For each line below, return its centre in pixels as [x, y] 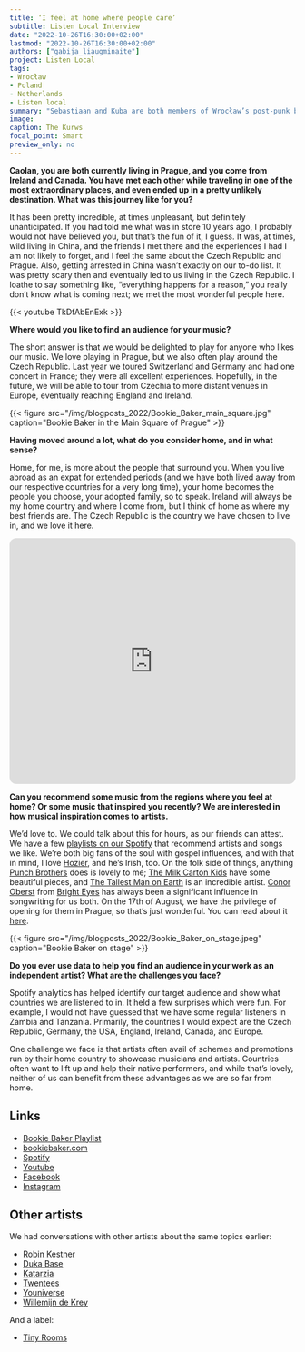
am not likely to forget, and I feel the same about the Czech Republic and [145, 255]
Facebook [41, 1177]
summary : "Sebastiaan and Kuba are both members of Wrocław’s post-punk [150, 111]
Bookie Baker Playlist [62, 1138]
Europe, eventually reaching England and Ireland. [101, 395]
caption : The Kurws [46, 128]
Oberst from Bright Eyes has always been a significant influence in [134, 891]
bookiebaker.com [55, 1148]
